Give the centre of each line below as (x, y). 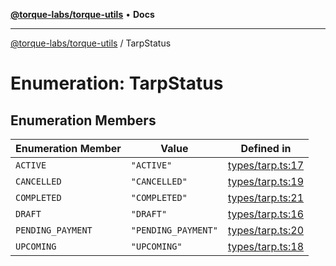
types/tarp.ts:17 (266, 165)
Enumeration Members (83, 120)
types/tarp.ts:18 (266, 246)
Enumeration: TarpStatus (117, 83)
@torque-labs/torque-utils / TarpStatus (91, 43)
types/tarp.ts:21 (266, 197)
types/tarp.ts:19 (266, 181)
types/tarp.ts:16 (266, 214)
